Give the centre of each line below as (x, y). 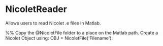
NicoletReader (36, 9)
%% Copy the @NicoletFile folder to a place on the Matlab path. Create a (82, 32)
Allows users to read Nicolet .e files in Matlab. (53, 23)
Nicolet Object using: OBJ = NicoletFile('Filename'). (59, 38)
